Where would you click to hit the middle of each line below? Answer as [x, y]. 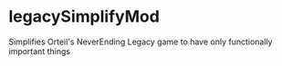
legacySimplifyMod [84, 17]
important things [39, 51]
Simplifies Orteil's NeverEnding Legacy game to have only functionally [141, 42]
